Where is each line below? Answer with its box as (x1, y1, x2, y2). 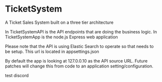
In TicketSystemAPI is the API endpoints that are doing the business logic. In (5, 29, 157, 34)
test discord (5, 72, 29, 78)
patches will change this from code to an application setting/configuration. (5, 63, 154, 69)
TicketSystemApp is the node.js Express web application (5, 34, 118, 40)
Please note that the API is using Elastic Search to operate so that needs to (5, 43, 154, 49)
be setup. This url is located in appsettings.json (5, 49, 99, 54)
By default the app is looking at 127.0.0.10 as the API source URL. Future (5, 58, 148, 64)
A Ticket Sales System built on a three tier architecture (5, 19, 114, 25)
